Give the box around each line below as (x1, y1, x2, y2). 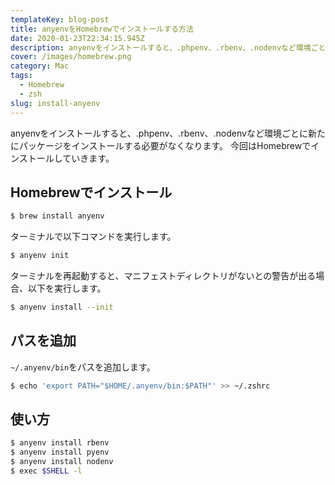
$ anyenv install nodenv (10, 457, 114, 467)
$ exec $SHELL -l (10, 466, 83, 476)
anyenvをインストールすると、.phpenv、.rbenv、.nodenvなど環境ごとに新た (10, 127, 326, 139)
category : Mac (10, 61, 70, 71)
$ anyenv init (10, 251, 70, 261)
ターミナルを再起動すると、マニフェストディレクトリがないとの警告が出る (10, 270, 317, 282)
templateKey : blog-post (10, 14, 110, 25)
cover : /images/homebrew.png (10, 52, 132, 62)
